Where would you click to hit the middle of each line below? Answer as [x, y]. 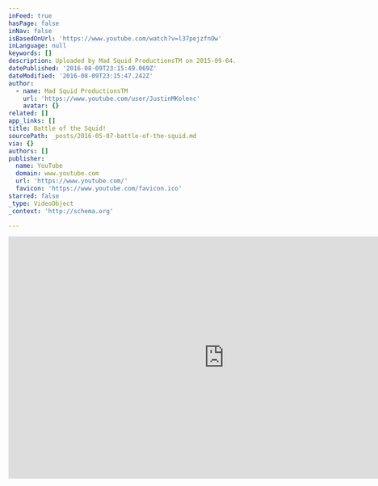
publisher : [27, 158]
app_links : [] [32, 121]
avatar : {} [41, 106]
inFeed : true [30, 16]
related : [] [28, 114]
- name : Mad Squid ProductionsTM [72, 91]
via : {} [21, 143]
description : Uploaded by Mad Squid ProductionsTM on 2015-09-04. [122, 61]
